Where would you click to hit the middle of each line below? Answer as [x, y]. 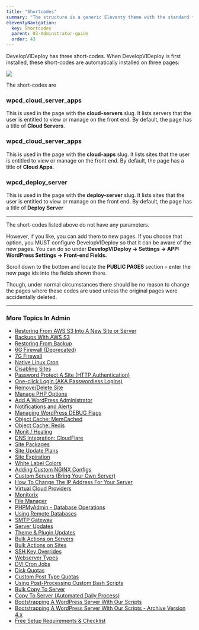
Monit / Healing [33, 432]
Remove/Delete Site [39, 388]
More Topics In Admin [38, 318]
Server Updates [34, 526]
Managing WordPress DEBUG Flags [58, 413]
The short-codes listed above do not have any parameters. [78, 225]
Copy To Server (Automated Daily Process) [67, 596]
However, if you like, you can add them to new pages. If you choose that [94, 236]
